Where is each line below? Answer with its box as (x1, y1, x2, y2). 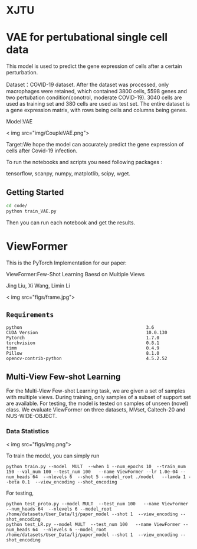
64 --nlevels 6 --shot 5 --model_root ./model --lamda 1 (32, 473, 186, 480)
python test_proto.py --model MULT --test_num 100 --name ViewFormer (6, 501, 189, 506)
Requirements (6, 311, 54, 319)
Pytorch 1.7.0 (6, 335, 160, 341)
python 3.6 (6, 325, 155, 331)
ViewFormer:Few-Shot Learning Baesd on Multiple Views (6, 270, 145, 277)
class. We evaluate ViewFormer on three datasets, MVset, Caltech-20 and (6, 406, 186, 413)
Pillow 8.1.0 (6, 351, 160, 357)
